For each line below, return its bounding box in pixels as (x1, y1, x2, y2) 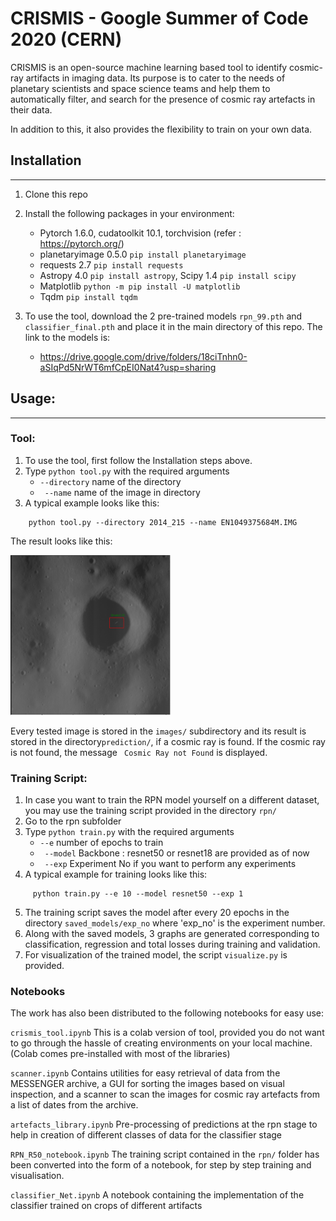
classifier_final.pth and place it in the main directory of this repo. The (24, 320, 323, 332)
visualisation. (10, 1170, 65, 1182)
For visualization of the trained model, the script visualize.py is (24, 949, 288, 961)
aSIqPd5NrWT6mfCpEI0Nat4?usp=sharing (39, 361, 217, 373)
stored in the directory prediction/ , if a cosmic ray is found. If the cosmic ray (10, 735, 326, 747)
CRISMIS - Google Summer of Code (10, 7, 309, 30)
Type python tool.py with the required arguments (24, 465, 230, 477)
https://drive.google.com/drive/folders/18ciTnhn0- (39, 350, 248, 362)
